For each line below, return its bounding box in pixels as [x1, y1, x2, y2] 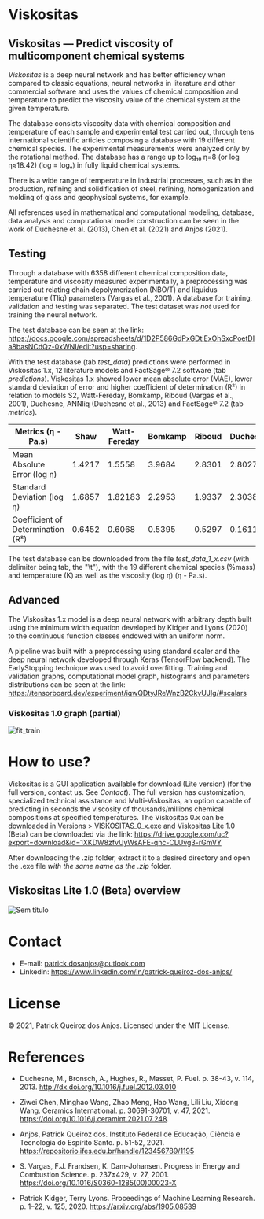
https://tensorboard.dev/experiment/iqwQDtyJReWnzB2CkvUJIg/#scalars [8, 688, 247, 697]
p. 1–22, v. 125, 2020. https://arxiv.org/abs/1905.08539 [19, 1202, 196, 1211]
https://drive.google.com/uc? [134, 829, 229, 839]
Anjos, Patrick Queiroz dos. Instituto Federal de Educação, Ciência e [19, 1129, 241, 1139]
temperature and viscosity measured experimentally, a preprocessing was [8, 276, 248, 286]
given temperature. [8, 104, 70, 113]
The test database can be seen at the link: [8, 325, 144, 334]
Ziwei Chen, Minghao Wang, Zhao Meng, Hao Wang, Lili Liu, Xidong [19, 1098, 239, 1107]
